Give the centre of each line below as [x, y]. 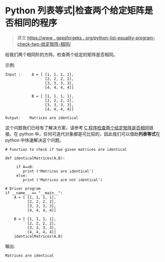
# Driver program [23, 189]
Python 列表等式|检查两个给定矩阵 [75, 11]
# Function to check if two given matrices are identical [66, 149]
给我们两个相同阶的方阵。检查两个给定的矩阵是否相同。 [61, 54]
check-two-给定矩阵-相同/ [44, 44]
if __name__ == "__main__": [34, 193]
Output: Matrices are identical [42, 118]
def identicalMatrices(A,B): [35, 158]
